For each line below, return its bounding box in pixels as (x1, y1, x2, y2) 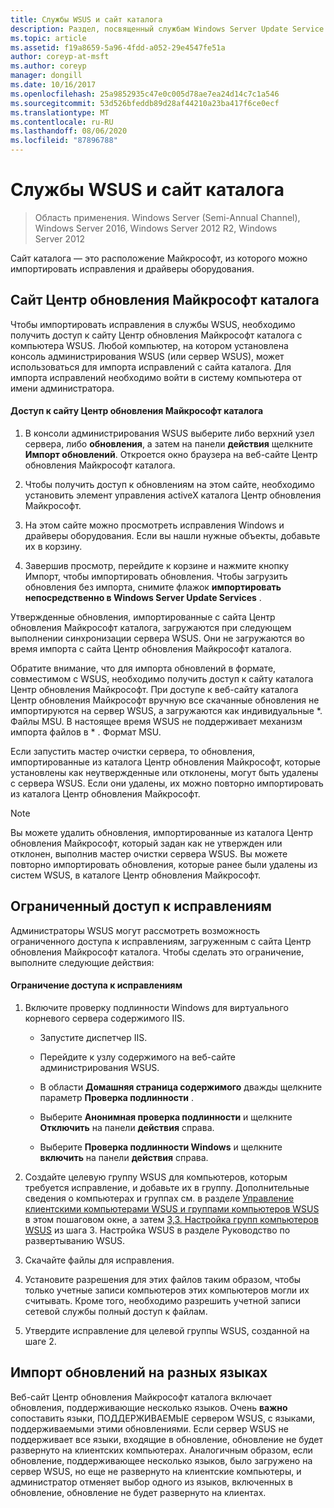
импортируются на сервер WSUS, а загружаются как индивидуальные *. (10, 704, 323, 716)
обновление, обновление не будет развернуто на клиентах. (10, 1486, 267, 1498)
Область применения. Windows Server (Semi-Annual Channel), (34, 211, 301, 223)
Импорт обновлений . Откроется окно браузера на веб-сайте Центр (24, 448, 318, 460)
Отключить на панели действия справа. (39, 1121, 215, 1133)
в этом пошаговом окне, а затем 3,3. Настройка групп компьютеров (24, 1213, 319, 1225)
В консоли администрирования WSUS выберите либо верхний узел (24, 427, 315, 439)
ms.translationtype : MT (10, 107, 110, 118)
